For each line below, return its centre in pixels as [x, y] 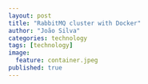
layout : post [30, 16]
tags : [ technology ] [41, 46]
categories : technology [48, 38]
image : [19, 53]
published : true [35, 68]
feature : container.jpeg [57, 61]
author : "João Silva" [44, 30]
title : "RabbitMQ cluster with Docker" [75, 23]
